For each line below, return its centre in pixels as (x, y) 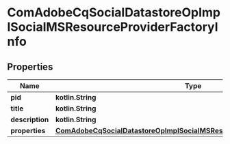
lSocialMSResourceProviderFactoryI (113, 27)
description (30, 119)
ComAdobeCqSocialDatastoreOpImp (114, 13)
